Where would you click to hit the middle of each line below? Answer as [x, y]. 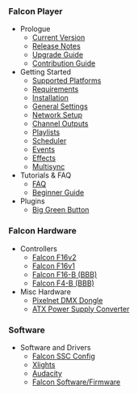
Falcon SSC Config [63, 356]
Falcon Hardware [42, 231]
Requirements [55, 89]
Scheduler [49, 141]
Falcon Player [36, 11]
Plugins [33, 201]
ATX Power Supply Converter [81, 309]
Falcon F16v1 [53, 266]
